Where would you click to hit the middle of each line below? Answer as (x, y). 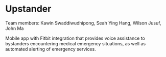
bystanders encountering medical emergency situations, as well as (76, 43)
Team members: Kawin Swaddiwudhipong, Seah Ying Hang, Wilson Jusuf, (83, 23)
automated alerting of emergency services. (51, 49)
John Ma (15, 28)
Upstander (28, 9)
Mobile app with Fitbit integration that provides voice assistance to (75, 38)
